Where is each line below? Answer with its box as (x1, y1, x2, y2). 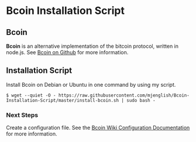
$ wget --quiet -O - (6, 92, 57, 98)
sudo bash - (126, 97, 156, 103)
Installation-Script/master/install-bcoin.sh (6, 97, 119, 103)
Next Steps (6, 111, 39, 119)
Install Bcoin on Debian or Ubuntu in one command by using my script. (6, 81, 176, 88)
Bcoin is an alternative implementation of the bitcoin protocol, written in (6, 42, 179, 49)
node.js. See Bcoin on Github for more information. (6, 49, 129, 56)
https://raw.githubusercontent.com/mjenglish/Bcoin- (58, 92, 190, 98)
